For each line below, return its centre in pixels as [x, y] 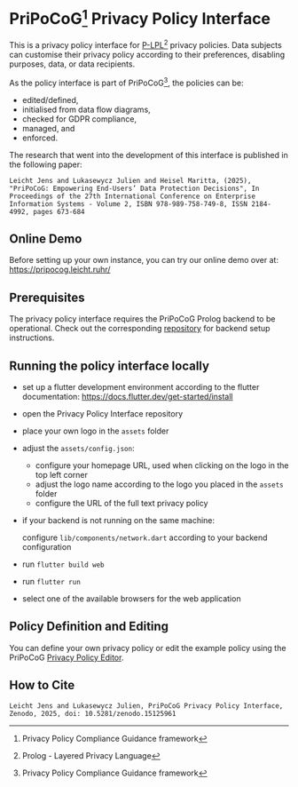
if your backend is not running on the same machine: [118, 521]
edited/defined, [50, 99]
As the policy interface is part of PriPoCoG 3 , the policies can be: [126, 82]
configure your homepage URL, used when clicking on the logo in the [162, 465]
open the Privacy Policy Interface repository [102, 414]
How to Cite [42, 685]
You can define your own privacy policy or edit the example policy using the [148, 648]
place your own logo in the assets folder [95, 431]
